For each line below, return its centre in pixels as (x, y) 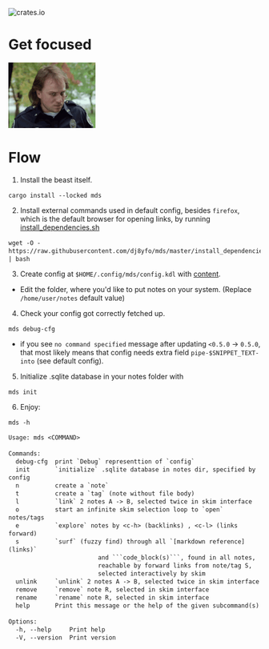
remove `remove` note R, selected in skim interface (112, 589)
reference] (227, 541)
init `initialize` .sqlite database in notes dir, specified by (136, 469)
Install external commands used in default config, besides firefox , (130, 210)
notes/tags (26, 517)
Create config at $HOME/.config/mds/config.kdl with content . (120, 274)
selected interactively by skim (151, 573)
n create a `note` (62, 485)
